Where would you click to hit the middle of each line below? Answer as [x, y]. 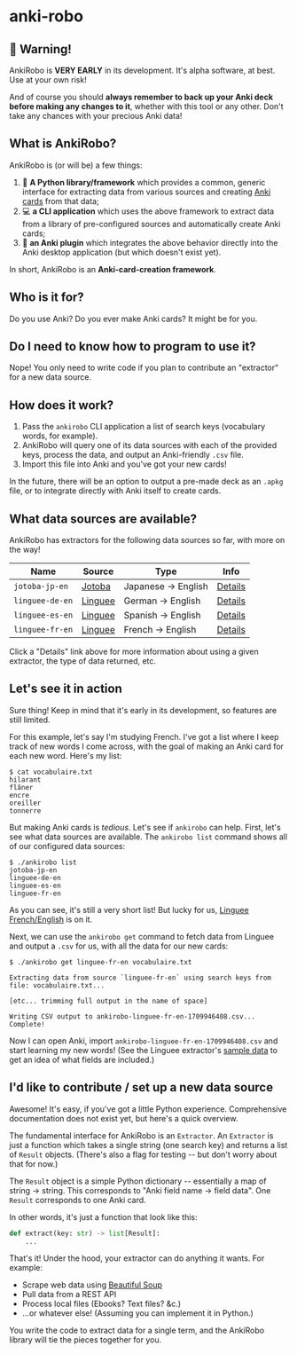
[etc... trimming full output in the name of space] [109, 1001]
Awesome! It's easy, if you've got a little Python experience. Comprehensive [148, 1109]
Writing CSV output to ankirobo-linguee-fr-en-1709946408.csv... [132, 1016]
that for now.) [34, 1163]
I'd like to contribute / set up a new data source [141, 1087]
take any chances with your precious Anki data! [96, 116]
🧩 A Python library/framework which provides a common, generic [144, 182]
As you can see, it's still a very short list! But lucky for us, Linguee [129, 909]
